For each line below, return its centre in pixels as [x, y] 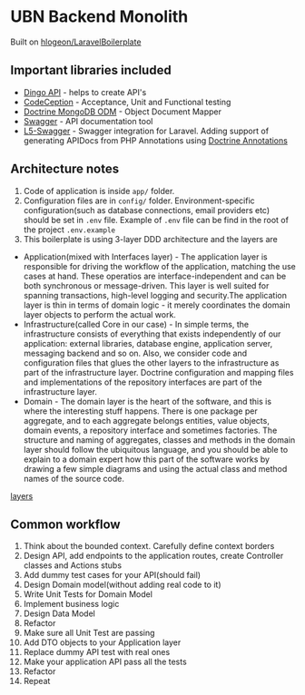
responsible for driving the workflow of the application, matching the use [159, 266]
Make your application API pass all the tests [105, 662]
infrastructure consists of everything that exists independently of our [152, 334]
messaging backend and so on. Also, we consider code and [135, 353]
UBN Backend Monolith [99, 17]
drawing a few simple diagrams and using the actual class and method [155, 468]
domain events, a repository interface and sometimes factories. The [150, 430]
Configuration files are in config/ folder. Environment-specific [139, 201]
